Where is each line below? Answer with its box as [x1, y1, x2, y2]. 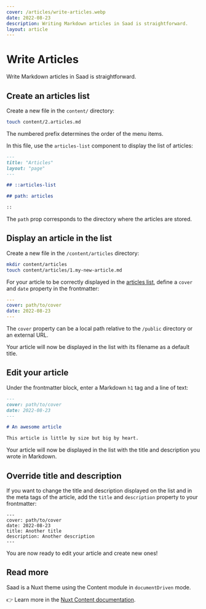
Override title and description [6, 471, 122, 481]
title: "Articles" [6, 159, 53, 166]
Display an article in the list [6, 233, 113, 243]
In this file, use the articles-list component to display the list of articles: [6, 142, 194, 149]
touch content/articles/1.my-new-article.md [6, 267, 122, 273]
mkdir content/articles [6, 261, 68, 267]
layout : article [6, 26, 48, 33]
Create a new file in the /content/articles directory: [6, 249, 140, 257]
